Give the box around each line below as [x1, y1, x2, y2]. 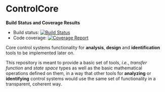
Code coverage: [13, 35, 47, 41]
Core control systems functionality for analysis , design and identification [6, 44, 160, 50]
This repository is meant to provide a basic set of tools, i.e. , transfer [6, 59, 147, 65]
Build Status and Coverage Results [6, 20, 80, 26]
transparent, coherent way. [6, 81, 62, 87]
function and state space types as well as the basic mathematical [6, 65, 142, 71]
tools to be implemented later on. [6, 50, 75, 56]
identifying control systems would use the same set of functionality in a [6, 75, 156, 81]
